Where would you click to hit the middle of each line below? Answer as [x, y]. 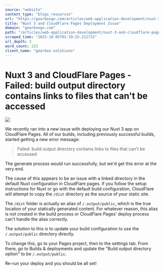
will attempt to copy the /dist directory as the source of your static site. [77, 194]
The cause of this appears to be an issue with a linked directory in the [75, 178]
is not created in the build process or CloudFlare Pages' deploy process [77, 214]
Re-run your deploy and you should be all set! [51, 264]
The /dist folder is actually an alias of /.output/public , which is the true [78, 204]
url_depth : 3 [18, 42]
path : [10, 32]
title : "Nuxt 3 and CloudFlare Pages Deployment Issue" [63, 23]
